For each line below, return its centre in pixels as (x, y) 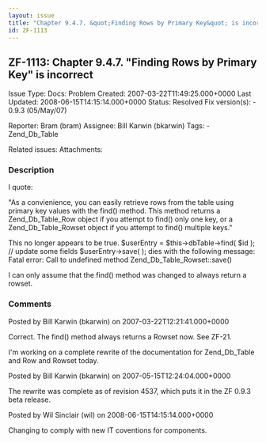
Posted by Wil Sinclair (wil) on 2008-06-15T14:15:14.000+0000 (111, 415)
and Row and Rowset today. (53, 360)
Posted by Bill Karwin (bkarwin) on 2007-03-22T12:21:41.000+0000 (119, 321)
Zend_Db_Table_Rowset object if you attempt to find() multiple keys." (120, 228)
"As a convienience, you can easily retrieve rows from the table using (121, 203)
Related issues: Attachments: (55, 150)
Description (31, 170)
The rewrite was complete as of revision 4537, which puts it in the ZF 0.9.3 (130, 391)
